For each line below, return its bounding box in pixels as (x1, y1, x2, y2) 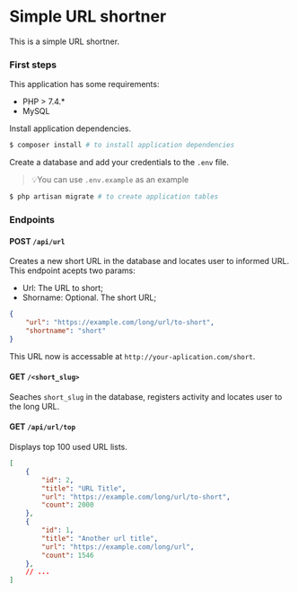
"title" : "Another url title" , (41, 534, 159, 543)
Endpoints (9, 213, 56, 225)
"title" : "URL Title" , (41, 483, 127, 493)
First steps (9, 58, 57, 71)
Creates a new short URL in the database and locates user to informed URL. (9, 256, 290, 267)
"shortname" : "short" (25, 326, 106, 335)
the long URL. (9, 401, 60, 411)
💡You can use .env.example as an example (31, 174, 189, 185)
